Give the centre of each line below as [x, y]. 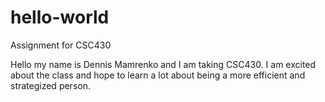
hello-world [60, 17]
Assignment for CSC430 [61, 45]
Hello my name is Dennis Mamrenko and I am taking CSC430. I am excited [163, 64]
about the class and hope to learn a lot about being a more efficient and [158, 75]
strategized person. [50, 85]
